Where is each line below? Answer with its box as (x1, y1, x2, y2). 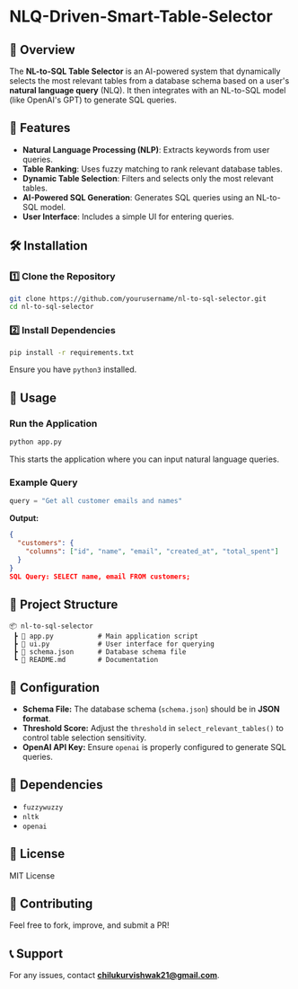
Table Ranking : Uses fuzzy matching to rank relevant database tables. (22, 163, 283, 174)
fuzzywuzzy (22, 802, 64, 812)
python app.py (9, 437, 63, 446)
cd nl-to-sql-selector (9, 303, 94, 312)
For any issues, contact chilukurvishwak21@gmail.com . (9, 970, 220, 981)
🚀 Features (9, 120, 71, 136)
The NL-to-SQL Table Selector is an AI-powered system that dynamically (9, 66, 281, 76)
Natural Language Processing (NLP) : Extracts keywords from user (22, 144, 270, 155)
